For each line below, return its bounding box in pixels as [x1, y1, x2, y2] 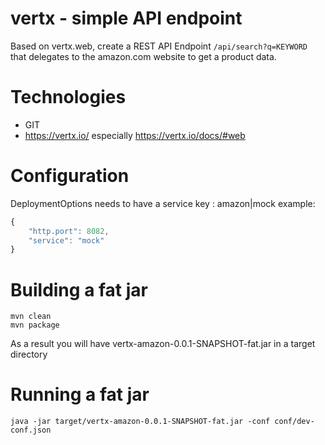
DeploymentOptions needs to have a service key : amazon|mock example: [10, 197, 316, 209]
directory [10, 348, 48, 361]
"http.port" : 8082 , [28, 226, 110, 236]
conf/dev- [274, 417, 315, 427]
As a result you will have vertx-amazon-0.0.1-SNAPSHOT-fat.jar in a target [10, 338, 316, 350]
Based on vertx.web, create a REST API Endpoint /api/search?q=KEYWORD [10, 40, 308, 52]
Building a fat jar [10, 278, 148, 301]
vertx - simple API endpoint [10, 7, 243, 30]
